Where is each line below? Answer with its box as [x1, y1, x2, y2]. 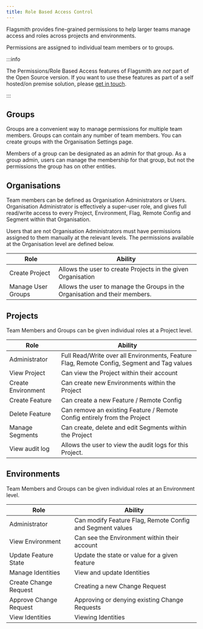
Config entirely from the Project [61, 413, 151, 422]
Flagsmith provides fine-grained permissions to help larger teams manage [6, 25, 191, 33]
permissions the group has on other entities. [6, 163, 117, 170]
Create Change [9, 578, 53, 587]
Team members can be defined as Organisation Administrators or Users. [6, 196, 187, 204]
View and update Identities [74, 568, 150, 576]
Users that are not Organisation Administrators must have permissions [6, 228, 181, 235]
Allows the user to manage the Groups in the [58, 282, 185, 291]
